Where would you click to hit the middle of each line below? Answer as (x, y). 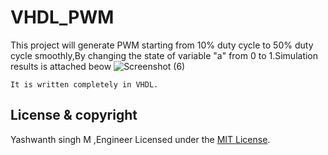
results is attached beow (61, 66)
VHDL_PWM (62, 17)
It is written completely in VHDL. (84, 84)
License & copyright (74, 115)
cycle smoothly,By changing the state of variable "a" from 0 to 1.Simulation (164, 55)
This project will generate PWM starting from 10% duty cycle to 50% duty (162, 45)
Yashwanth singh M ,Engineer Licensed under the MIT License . (140, 139)
